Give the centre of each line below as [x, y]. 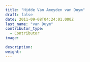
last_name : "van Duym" [29, 24]
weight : [13, 52]
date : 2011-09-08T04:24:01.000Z [39, 19]
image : [12, 38]
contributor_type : [25, 29]
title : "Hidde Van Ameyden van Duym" [45, 10]
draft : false [19, 15]
